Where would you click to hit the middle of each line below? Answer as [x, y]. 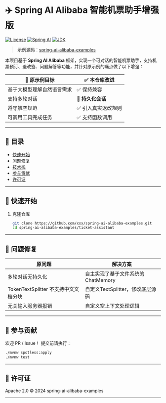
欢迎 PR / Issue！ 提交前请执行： [38, 343]
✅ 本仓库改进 [99, 80]
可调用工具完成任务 [30, 117]
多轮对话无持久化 [28, 277]
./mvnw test [17, 357]
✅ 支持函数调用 [94, 117]
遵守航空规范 [23, 108]
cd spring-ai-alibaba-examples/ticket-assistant [63, 228]
